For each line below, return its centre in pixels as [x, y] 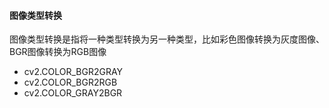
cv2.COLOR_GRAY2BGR [73, 93]
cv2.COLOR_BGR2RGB [70, 82]
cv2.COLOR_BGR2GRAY [73, 72]
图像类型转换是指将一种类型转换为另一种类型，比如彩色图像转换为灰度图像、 [167, 39]
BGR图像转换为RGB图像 [58, 52]
